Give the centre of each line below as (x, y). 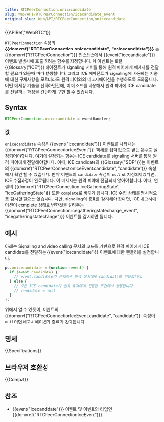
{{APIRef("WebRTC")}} (28, 33)
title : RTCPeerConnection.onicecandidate (48, 10)
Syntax (16, 108)
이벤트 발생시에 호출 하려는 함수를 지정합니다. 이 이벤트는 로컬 (64, 61)
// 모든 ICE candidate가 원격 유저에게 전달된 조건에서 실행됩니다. (74, 286)
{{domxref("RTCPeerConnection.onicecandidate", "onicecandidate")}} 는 (82, 49)
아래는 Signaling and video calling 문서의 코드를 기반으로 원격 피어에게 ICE (77, 246)
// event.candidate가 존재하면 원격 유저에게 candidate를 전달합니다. (79, 277)
